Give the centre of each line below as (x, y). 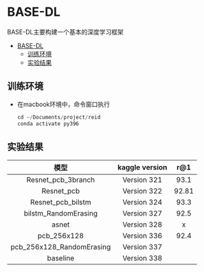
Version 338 (143, 258)
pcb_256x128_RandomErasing (61, 247)
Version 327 (143, 213)
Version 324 (143, 202)
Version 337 (143, 247)
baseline (61, 258)
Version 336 (143, 236)
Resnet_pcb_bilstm (60, 202)
